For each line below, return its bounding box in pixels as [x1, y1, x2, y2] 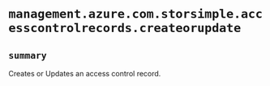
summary [8, 49, 47, 61]
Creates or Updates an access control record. [8, 69, 161, 78]
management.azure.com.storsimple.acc [8, 6, 264, 22]
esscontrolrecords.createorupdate [8, 21, 242, 36]
